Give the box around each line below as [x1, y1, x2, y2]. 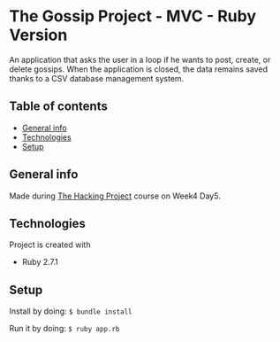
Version [9, 25, 68, 45]
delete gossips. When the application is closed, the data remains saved [9, 64, 268, 74]
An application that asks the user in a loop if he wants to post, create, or [9, 54, 271, 65]
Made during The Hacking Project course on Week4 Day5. [9, 190, 221, 201]
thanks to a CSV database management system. [9, 73, 185, 83]
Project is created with [9, 239, 91, 250]
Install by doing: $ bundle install [9, 306, 132, 316]
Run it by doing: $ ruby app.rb [9, 323, 120, 334]
